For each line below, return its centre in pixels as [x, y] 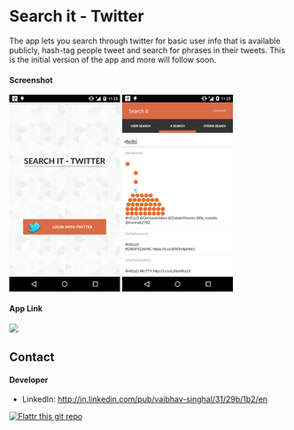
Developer [29, 380]
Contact [32, 357]
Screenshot [31, 80]
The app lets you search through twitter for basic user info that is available [145, 41]
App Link [26, 309]
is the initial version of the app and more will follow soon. [113, 59]
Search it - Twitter [77, 16]
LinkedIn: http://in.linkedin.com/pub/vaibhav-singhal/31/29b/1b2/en [145, 399]
